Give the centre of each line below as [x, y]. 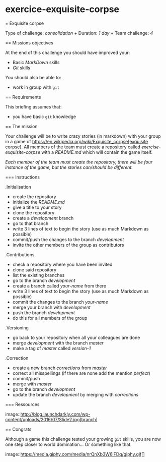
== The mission [21, 126]
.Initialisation [18, 187]
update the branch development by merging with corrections [75, 394]
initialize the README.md [39, 202]
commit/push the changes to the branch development [68, 239]
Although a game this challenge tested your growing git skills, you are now [83, 439]
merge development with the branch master [58, 343]
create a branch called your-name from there [59, 285]
